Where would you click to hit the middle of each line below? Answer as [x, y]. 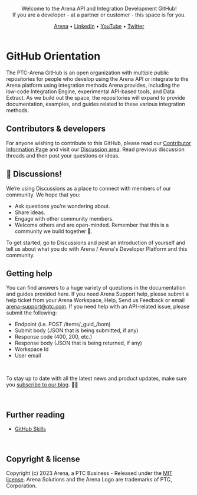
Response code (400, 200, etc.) [53, 337]
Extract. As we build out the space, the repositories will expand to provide [96, 97]
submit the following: [32, 313]
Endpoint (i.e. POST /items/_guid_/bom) [63, 324]
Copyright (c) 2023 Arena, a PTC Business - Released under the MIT [89, 473]
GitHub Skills [30, 429]
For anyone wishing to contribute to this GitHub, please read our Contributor [98, 143]
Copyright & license [43, 459]
